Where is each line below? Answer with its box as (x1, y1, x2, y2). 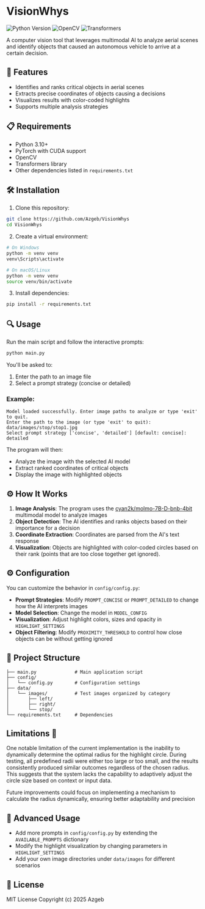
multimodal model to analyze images (15, 512, 108, 519)
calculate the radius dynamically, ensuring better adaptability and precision (6, 795, 195, 803)
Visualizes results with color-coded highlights (15, 96, 130, 103)
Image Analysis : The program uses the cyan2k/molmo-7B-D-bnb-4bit (15, 505, 192, 512)
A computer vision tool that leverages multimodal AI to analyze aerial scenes (6, 36, 198, 43)
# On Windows (6, 245, 40, 251)
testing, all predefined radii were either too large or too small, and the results (6, 757, 199, 765)
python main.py (6, 350, 45, 356)
